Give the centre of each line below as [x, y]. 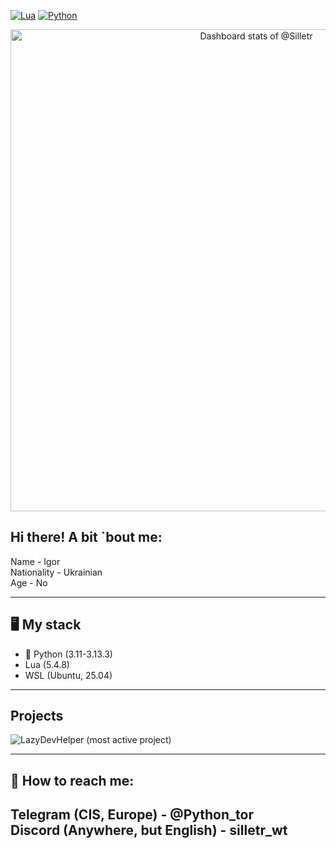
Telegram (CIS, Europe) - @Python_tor [132, 815]
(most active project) [129, 740]
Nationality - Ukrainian [56, 572]
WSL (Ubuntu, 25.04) [68, 675]
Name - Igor [35, 561]
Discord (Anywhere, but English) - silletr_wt [149, 830]
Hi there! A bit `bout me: [86, 537]
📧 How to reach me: [72, 780]
